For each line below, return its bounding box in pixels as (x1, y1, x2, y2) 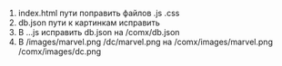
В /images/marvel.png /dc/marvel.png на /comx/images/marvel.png (17, 36, 273, 47)
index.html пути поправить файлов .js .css (17, 8, 180, 18)
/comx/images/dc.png (17, 46, 102, 57)
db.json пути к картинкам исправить (17, 17, 161, 28)
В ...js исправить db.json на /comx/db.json (17, 27, 180, 37)
